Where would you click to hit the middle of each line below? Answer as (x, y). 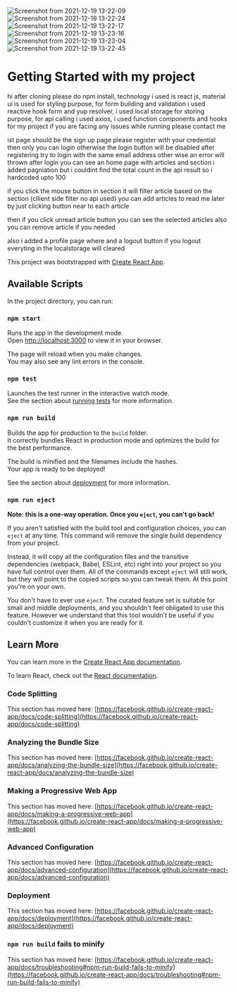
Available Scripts (45, 284)
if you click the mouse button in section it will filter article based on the (110, 191)
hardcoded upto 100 (37, 177)
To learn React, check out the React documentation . (83, 675)
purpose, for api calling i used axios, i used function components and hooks (117, 118)
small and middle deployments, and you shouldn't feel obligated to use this (116, 607)
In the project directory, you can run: (60, 301)
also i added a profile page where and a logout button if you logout (104, 240)
